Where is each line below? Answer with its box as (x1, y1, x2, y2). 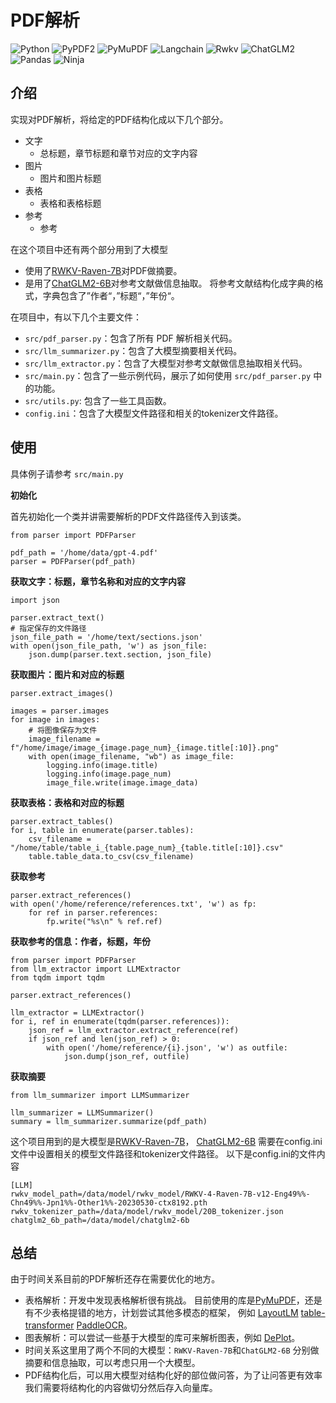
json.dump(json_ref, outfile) (63, 1051, 190, 1061)
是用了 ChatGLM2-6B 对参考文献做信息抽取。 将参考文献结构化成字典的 (24, 277, 315, 289)
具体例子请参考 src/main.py (10, 467, 124, 480)
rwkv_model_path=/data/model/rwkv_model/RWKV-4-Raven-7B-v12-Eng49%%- (10, 1189, 311, 1199)
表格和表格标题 (39, 197, 102, 209)
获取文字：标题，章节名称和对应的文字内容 (10, 575, 186, 587)
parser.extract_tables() (10, 816, 114, 826)
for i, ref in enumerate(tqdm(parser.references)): (10, 1016, 230, 1026)
